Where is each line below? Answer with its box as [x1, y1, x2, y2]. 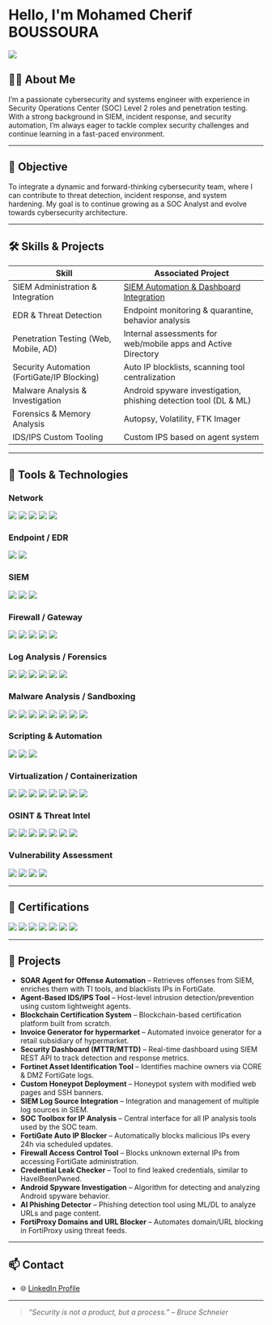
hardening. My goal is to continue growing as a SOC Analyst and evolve [8, 199, 248, 209]
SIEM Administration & [12, 282, 97, 293]
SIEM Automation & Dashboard [123, 282, 241, 293]
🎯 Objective [8, 160, 68, 174]
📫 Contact [8, 1258, 65, 1271]
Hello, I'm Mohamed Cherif [8, 6, 193, 24]
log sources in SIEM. [19, 1105, 89, 1115]
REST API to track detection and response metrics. [19, 1053, 189, 1063]
